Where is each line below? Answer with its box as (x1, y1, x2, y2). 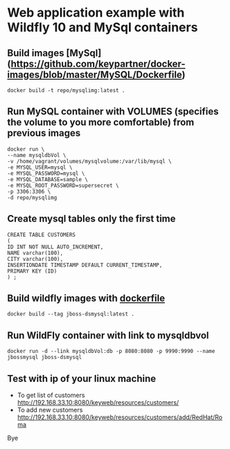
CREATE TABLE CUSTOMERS (7, 231, 76, 238)
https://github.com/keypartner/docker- (10, 57, 186, 70)
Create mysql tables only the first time (7, 213, 176, 225)
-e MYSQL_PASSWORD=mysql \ (7, 169, 85, 177)
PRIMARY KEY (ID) (7, 268, 57, 275)
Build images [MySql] (7, 47, 102, 59)
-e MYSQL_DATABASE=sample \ (7, 176, 89, 183)
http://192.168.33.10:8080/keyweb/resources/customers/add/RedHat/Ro (17, 413, 223, 421)
